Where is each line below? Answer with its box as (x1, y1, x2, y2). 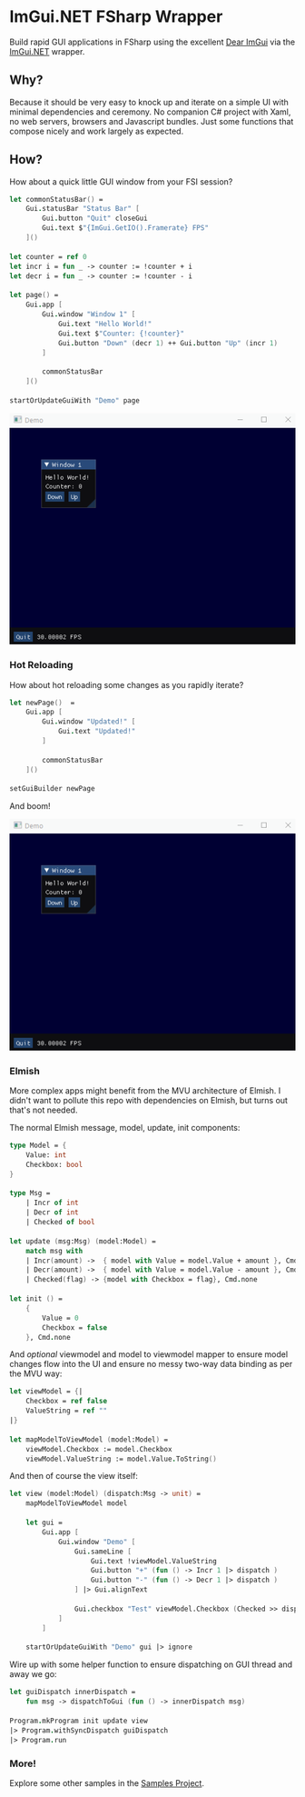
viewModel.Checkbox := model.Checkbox (25, 1444, 172, 1453)
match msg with (25, 1246, 84, 1255)
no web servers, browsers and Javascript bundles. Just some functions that (9, 115, 294, 126)
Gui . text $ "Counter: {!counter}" (57, 329, 184, 338)
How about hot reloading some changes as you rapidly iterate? (9, 679, 244, 690)
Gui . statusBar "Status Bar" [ (25, 205, 141, 214)
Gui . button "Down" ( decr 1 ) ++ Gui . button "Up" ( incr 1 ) (57, 338, 279, 347)
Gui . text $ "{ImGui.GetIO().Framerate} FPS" (42, 224, 209, 233)
